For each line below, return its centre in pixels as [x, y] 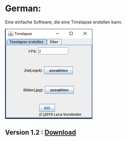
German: [23, 9]
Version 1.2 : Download [41, 132]
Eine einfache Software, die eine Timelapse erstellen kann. [64, 22]
